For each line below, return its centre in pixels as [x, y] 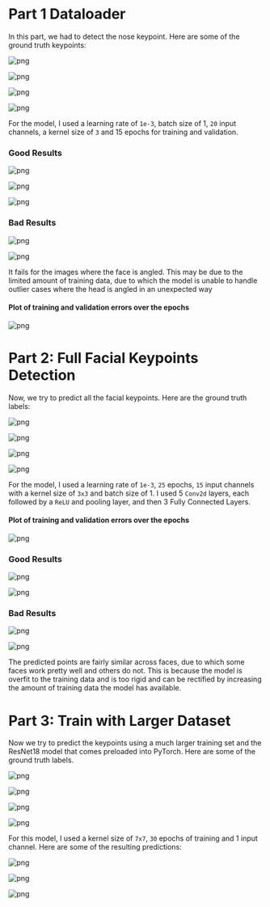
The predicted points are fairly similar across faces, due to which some [127, 662]
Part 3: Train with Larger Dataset [120, 721]
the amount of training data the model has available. [95, 688]
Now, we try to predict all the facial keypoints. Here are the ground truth [128, 398]
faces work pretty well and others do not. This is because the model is [125, 671]
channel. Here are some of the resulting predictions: [95, 847]
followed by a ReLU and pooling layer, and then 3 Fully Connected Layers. [129, 501]
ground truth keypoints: [47, 44]
